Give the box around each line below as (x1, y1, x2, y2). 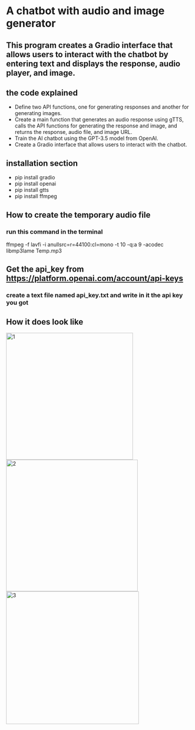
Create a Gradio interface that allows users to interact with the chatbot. (14, 141, 187, 148)
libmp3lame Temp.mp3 (6, 247, 62, 254)
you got (6, 299, 29, 307)
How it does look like (6, 317, 84, 327)
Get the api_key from (6, 264, 84, 274)
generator (6, 17, 56, 30)
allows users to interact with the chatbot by (6, 49, 169, 60)
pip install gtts (14, 186, 49, 194)
